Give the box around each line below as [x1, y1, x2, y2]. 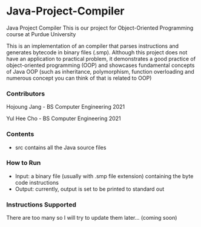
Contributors [6, 89, 45, 98]
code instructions [15, 179, 59, 186]
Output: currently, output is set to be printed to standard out [15, 185, 165, 193]
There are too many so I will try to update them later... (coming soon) [6, 214, 177, 222]
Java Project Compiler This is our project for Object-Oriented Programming [6, 24, 194, 31]
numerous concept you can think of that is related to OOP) [6, 74, 152, 82]
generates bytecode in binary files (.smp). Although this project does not [6, 48, 188, 56]
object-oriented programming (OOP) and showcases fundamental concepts [6, 62, 195, 69]
